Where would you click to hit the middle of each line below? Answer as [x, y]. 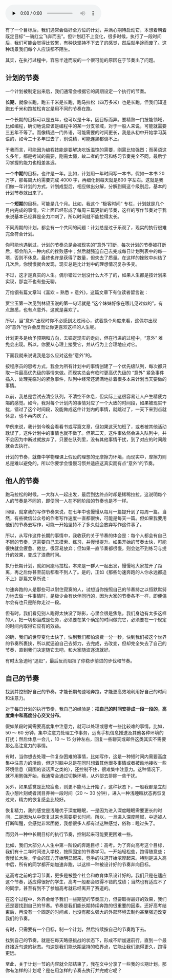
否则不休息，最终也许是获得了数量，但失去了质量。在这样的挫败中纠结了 [90, 257]
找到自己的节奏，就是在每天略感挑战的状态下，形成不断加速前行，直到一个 [84, 940]
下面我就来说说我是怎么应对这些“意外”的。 [50, 355]
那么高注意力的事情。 [28, 746]
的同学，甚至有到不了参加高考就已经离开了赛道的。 [59, 888]
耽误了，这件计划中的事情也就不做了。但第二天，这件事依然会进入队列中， [84, 433]
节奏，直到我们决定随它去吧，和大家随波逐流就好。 [59, 650]
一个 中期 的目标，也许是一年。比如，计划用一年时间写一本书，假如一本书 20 [85, 173]
